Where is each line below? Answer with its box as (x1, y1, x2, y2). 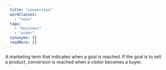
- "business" (14, 26, 42, 31)
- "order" (14, 30, 35, 35)
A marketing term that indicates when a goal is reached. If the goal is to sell (5, 53, 161, 59)
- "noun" (14, 16, 33, 21)
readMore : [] (10, 40, 37, 45)
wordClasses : (10, 12, 37, 17)
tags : (10, 21, 22, 26)
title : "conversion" (10, 7, 53, 12)
